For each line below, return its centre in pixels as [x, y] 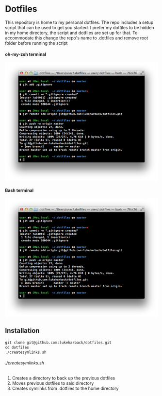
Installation [22, 331]
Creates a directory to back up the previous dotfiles [64, 378]
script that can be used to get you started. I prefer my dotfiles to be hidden [80, 27]
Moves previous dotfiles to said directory [53, 383]
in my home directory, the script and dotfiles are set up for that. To [71, 33]
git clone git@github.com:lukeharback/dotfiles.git [58, 343]
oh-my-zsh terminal [26, 54]
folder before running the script [36, 43]
